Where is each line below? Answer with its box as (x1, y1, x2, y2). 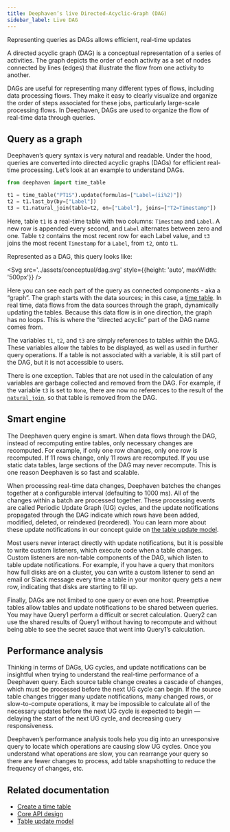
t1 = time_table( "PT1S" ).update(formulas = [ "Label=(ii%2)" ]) (7, 192, 183, 199)
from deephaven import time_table (7, 180, 106, 186)
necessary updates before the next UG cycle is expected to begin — (7, 707, 200, 716)
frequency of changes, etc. (7, 765, 84, 773)
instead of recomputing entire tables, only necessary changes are (7, 438, 194, 447)
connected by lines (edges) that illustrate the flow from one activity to (7, 63, 205, 72)
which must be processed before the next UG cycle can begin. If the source (7, 685, 222, 694)
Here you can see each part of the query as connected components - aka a (7, 286, 221, 295)
